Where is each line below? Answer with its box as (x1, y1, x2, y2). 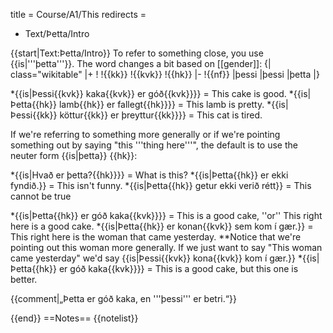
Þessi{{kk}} (10, 109, 58, 121)
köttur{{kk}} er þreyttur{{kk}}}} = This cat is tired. (59, 109, 263, 121)
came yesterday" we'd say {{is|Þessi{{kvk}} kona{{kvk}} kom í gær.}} (10, 252, 297, 264)
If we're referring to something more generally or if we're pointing (10, 129, 281, 140)
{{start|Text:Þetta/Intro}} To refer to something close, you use (10, 47, 264, 59)
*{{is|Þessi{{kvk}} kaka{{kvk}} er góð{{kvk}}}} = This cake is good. (10, 88, 287, 99)
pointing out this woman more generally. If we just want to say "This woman (10, 242, 323, 253)
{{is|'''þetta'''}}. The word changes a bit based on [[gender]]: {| (10, 58, 272, 69)
